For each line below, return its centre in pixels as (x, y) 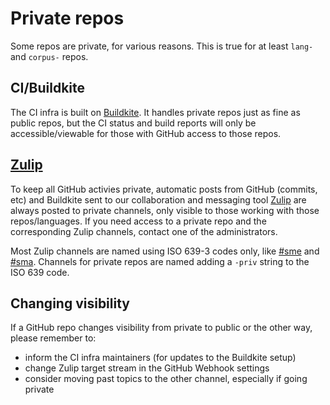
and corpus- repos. (49, 56)
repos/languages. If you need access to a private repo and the (138, 221)
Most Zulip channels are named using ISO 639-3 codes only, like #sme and (165, 251)
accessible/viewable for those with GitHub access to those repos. (146, 133)
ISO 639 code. (40, 272)
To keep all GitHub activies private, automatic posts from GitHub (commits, (164, 189)
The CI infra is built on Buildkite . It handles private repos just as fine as (155, 112)
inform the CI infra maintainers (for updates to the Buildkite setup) (160, 358)
